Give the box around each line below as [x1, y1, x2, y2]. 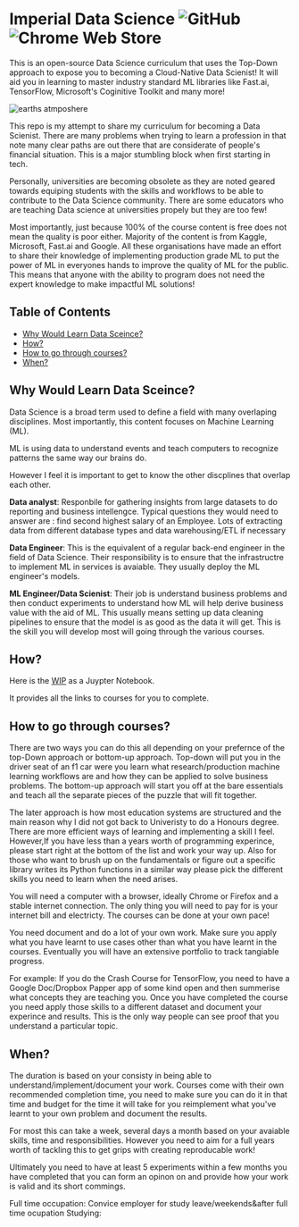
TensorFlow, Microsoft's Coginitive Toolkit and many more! [9, 86, 226, 97]
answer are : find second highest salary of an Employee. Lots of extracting [9, 515, 283, 526]
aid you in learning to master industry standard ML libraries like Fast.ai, [9, 76, 270, 87]
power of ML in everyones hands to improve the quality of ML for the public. [9, 259, 289, 270]
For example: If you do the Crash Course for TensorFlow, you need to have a [9, 973, 290, 984]
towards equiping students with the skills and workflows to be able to [9, 185, 264, 196]
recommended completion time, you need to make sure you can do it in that [9, 1089, 288, 1099]
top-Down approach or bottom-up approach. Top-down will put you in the [9, 752, 281, 763]
